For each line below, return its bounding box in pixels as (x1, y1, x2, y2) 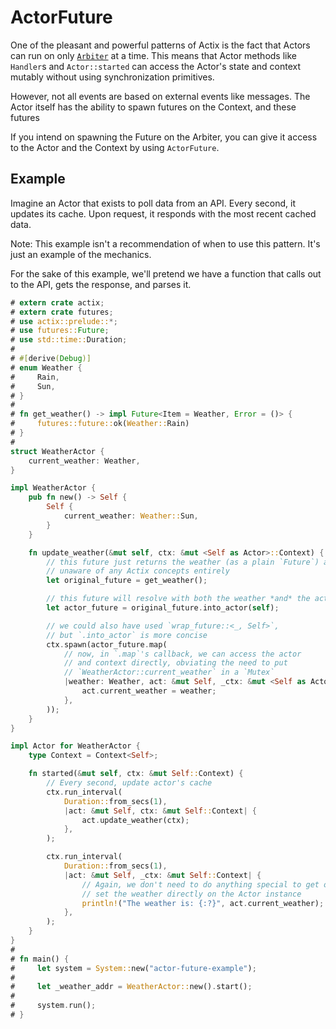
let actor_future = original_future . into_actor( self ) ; (46, 603, 280, 613)
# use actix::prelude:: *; (10, 316, 118, 326)
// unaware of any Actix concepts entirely (46, 566, 230, 576)
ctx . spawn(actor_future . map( (46, 639, 168, 650)
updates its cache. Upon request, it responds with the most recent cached (10, 207, 317, 220)
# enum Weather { (10, 362, 83, 373)
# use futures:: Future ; (10, 326, 110, 336)
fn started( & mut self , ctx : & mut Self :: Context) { (28, 769, 244, 779)
